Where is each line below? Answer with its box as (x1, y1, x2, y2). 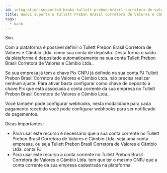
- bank (9, 21, 23, 26)
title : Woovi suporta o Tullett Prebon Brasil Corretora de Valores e (5, 12, 155, 17)
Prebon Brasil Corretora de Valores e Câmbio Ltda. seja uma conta (12, 136, 148, 142)
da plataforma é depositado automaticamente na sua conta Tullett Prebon (5, 55, 156, 61)
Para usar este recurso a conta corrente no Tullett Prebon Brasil (12, 152, 143, 158)
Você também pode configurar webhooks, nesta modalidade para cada (5, 100, 151, 107)
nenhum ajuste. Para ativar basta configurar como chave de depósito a (5, 81, 151, 86)
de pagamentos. (5, 111, 39, 117)
